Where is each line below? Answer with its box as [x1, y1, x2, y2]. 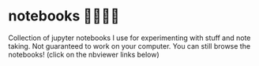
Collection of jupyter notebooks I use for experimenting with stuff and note [8, 33, 251, 42]
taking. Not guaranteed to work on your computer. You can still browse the [8, 41, 251, 50]
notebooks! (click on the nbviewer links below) [8, 49, 160, 59]
